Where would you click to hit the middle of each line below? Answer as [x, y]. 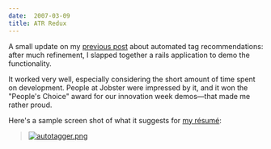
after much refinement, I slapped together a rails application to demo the [129, 55]
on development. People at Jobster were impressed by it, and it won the [128, 87]
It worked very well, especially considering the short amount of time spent [132, 79]
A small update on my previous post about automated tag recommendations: [136, 46]
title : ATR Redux [38, 23]
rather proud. [30, 105]
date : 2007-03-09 [39, 16]
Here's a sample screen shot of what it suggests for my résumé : [115, 120]
